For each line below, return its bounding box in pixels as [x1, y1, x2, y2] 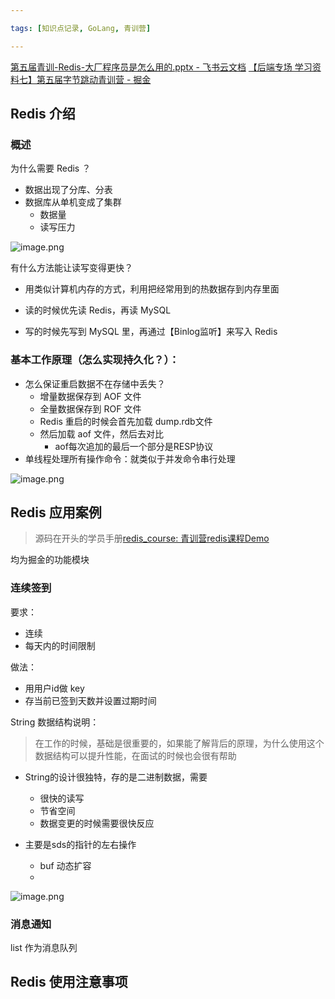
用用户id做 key [24, 682, 85, 694]
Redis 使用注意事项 [10, 974, 128, 991]
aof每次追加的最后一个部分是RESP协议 [54, 440, 214, 452]
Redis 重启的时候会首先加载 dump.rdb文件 [39, 415, 213, 427]
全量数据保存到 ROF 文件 [39, 402, 142, 415]
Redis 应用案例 [10, 504, 102, 521]
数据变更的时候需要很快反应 [39, 817, 155, 829]
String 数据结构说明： [10, 716, 100, 728]
